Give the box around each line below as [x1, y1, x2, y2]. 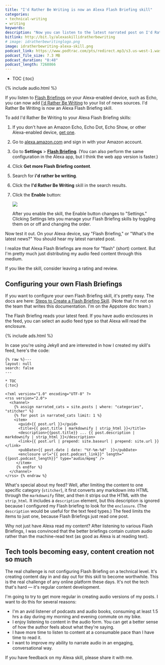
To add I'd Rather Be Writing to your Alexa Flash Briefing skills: [5, 115, 132, 121]
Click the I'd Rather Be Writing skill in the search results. [12, 183, 127, 189]
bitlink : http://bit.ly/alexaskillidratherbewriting [5, 35, 115, 40]
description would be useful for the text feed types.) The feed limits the [5, 508, 151, 514]
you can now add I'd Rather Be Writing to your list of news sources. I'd [5, 100, 147, 106]
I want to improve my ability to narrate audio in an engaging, [12, 639, 134, 645]
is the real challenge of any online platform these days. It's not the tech [5, 579, 149, 585]
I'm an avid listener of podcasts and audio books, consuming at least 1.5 [12, 608, 159, 614]
